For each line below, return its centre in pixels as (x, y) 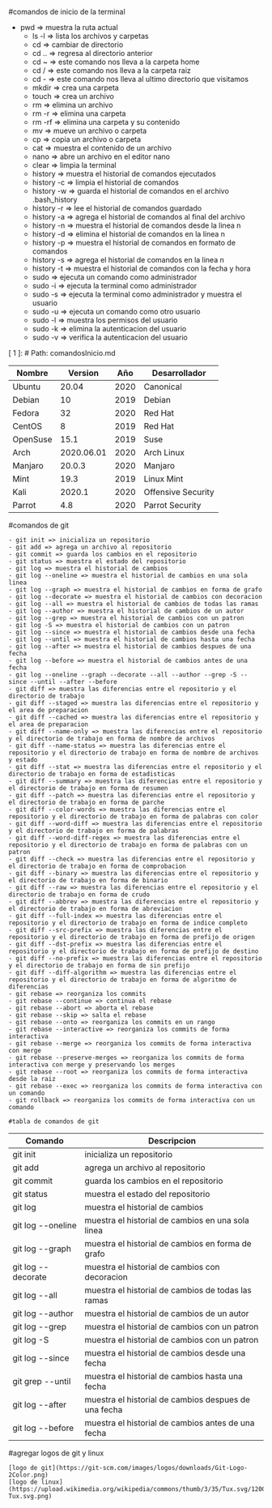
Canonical (163, 387)
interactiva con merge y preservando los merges (92, 1065)
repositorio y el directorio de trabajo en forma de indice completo (128, 923)
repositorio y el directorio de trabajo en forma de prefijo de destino (134, 951)
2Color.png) (28, 1475)
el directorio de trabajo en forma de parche (86, 802)
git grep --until (42, 1381)
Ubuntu (27, 387)
